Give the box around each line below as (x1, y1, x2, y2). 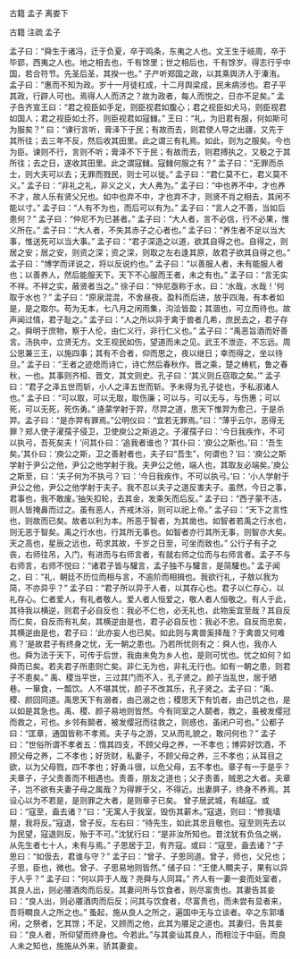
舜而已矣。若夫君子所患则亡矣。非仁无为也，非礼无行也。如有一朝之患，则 (9, 661, 283, 671)
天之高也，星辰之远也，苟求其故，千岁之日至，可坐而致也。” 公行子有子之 (9, 538, 278, 548)
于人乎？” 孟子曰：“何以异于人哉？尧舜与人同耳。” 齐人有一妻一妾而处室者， (9, 873, 287, 884)
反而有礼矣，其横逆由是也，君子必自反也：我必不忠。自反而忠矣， (47, 616, 291, 626)
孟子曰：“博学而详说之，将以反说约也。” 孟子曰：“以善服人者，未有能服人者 (9, 259, 284, 268)
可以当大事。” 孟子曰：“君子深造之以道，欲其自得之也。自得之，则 (47, 236, 288, 246)
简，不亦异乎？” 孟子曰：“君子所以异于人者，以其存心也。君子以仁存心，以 (9, 582, 285, 593)
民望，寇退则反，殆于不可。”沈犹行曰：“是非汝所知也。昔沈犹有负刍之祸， (16, 828, 287, 839)
